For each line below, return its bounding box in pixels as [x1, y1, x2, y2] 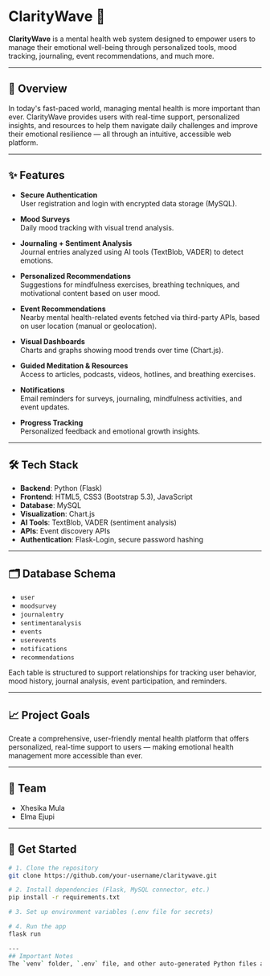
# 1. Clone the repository [8, 864, 99, 872]
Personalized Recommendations [19, 271, 131, 280]
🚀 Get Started [8, 842, 77, 857]
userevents [19, 637, 57, 645]
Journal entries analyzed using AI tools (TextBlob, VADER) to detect [19, 247, 243, 256]
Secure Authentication [19, 189, 98, 200]
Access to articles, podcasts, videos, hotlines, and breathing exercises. [19, 369, 256, 379]
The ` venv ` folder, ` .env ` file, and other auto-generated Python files [8, 959, 257, 968]
